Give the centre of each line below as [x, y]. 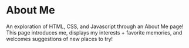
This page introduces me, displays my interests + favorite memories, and [94, 32]
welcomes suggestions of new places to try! [60, 39]
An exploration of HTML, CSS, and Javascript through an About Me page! [95, 26]
